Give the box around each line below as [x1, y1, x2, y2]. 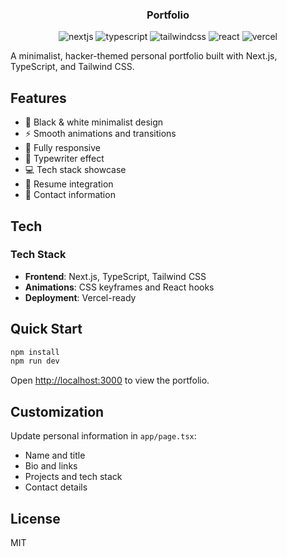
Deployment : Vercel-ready [24, 291, 137, 303]
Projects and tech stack [24, 471, 123, 483]
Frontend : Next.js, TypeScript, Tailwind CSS [24, 270, 207, 282]
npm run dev [10, 356, 60, 367]
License [10, 510, 61, 527]
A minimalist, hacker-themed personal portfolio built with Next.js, [10, 50, 278, 62]
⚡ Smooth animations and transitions [24, 128, 177, 140]
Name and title [24, 449, 86, 462]
